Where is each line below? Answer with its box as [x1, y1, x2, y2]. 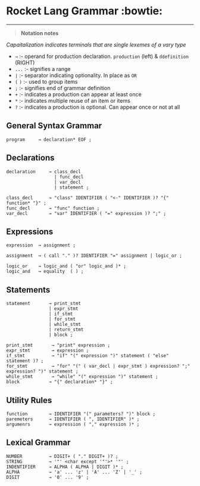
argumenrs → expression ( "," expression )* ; [6, 422, 140, 427]
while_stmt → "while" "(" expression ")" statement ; [6, 374, 159, 380]
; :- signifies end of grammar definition [14, 84, 111, 91]
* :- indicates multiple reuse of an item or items [14, 97, 131, 104]
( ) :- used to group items [14, 78, 78, 85]
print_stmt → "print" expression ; [6, 342, 111, 349]
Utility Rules [6, 395, 52, 405]
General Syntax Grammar [6, 121, 102, 131]
